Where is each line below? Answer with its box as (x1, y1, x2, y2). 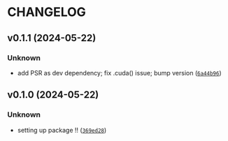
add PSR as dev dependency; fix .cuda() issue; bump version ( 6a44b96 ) (17, 68, 222, 77)
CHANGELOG (7, 4, 86, 20)
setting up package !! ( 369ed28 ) (17, 126, 107, 134)
